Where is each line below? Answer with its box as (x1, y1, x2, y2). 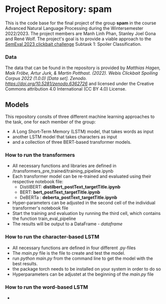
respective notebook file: (12, 179, 63, 185)
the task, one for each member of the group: (5, 119, 96, 125)
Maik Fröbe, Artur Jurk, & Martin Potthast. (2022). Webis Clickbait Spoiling (5, 70, 158, 76)
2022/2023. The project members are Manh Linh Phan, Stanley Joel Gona (5, 30, 156, 36)
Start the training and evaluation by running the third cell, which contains (12, 210, 161, 216)
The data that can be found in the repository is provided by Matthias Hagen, (5, 65, 161, 71)
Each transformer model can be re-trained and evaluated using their (12, 173, 152, 180)
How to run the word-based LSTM (5, 284, 88, 291)
